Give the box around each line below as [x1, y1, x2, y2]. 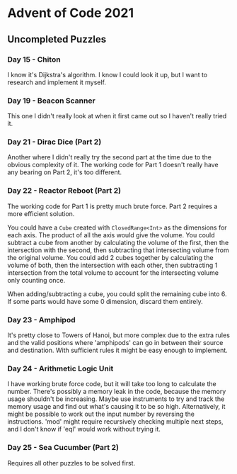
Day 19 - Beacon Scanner [7, 96, 96, 106]
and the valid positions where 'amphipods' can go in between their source [7, 339, 224, 347]
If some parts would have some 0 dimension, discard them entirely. [7, 297, 203, 305]
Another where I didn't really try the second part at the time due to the [7, 153, 212, 162]
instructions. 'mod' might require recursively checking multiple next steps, [7, 417, 224, 426]
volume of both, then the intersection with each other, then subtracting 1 [7, 261, 218, 269]
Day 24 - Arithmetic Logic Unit [7, 363, 114, 373]
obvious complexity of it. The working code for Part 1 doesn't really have [7, 161, 219, 169]
